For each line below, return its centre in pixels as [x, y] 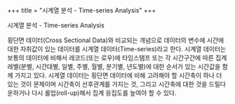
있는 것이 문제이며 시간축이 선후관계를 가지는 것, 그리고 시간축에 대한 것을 [107, 84]
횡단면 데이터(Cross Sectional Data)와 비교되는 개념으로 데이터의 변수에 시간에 [116, 40]
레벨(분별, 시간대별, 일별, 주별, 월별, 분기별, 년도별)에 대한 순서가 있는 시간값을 [114, 66]
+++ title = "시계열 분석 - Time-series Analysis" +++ [82, 10]
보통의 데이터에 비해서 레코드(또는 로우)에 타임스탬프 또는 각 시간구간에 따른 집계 [117, 58]
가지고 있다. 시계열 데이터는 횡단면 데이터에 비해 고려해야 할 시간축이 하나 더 [118, 75]
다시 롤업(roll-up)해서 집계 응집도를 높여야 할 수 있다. [104, 93]
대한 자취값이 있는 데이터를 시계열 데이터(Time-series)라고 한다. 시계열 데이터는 [117, 49]
